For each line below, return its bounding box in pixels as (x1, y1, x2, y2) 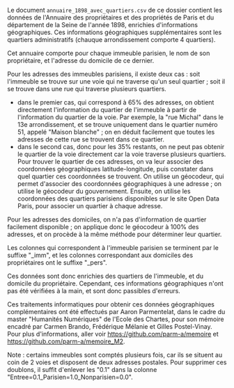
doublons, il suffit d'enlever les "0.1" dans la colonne (7, 366, 157, 373)
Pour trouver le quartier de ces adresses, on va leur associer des (17, 157, 204, 166)
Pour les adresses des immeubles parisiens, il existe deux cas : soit (7, 70, 201, 78)
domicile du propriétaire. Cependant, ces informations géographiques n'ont (7, 279, 224, 288)
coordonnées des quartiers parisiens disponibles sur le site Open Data (17, 194, 219, 203)
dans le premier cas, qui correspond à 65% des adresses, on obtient (17, 98, 214, 107)
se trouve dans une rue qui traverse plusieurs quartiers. (7, 85, 167, 93)
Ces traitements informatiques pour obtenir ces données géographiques (7, 300, 214, 309)
